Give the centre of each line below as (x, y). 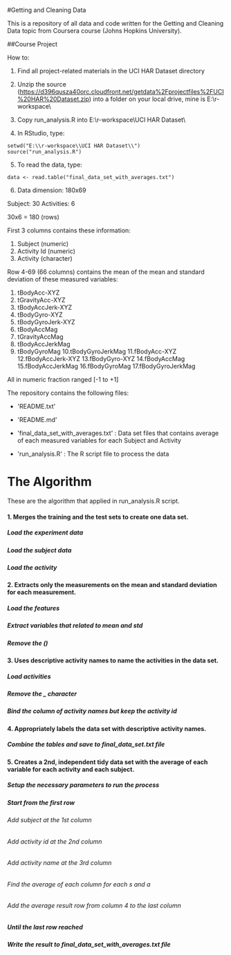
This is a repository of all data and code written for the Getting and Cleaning (115, 23)
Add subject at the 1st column (49, 820)
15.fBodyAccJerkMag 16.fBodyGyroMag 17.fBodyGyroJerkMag (106, 366)
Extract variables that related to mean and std (75, 626)
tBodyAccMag (37, 329)
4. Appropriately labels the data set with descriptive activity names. (107, 728)
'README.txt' (36, 406)
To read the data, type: (50, 165)
